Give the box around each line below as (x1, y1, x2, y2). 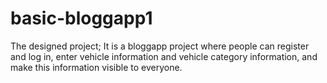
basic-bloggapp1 (10, 7, 153, 30)
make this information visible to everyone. (10, 61, 183, 73)
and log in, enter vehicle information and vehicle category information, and (10, 50, 318, 62)
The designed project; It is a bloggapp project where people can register (10, 40, 310, 52)
